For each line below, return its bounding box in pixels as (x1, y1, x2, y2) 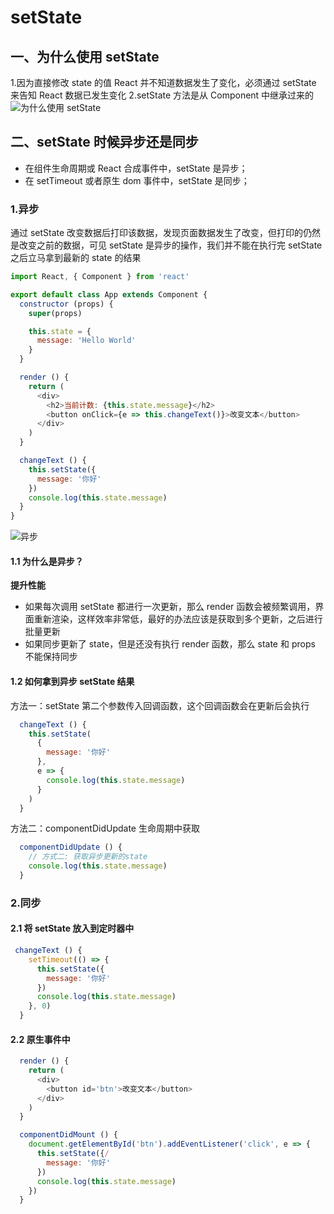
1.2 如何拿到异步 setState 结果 (10, 676, 135, 688)
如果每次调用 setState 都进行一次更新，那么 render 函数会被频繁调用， (24, 601, 316, 613)
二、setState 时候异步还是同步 (10, 134, 199, 151)
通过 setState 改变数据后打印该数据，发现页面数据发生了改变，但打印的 (10, 227, 304, 239)
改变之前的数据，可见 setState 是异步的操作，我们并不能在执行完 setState (18, 239, 323, 251)
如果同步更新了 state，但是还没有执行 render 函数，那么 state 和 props (24, 638, 316, 650)
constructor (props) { (19, 299, 114, 309)
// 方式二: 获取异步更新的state (28, 852, 148, 862)
